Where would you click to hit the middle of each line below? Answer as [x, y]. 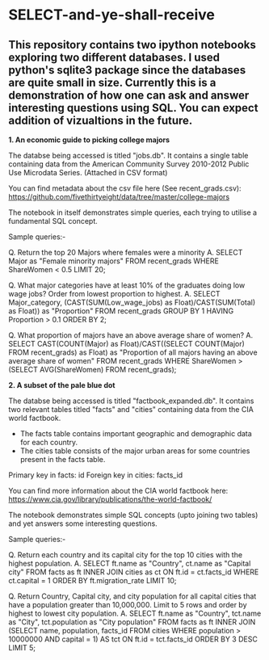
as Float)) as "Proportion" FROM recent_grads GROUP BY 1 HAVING [121, 311]
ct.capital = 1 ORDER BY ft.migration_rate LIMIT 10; [92, 580]
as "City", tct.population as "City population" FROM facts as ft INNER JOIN [132, 622]
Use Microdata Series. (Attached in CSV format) [88, 172]
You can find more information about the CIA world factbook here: [118, 491]
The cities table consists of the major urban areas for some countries [135, 451]
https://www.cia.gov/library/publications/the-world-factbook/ [110, 499]
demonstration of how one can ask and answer [129, 95]
